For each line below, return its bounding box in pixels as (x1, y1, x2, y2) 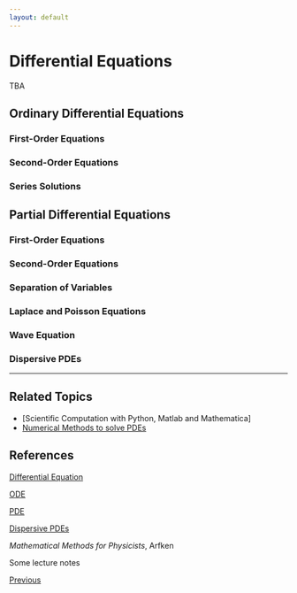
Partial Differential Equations (9, 207, 171, 222)
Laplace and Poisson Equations (9, 304, 147, 317)
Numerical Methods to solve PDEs (21, 422, 147, 433)
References (9, 448, 74, 463)
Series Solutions (9, 180, 81, 192)
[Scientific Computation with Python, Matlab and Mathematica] (21, 412, 252, 423)
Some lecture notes (9, 557, 80, 567)
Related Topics (9, 389, 93, 404)
